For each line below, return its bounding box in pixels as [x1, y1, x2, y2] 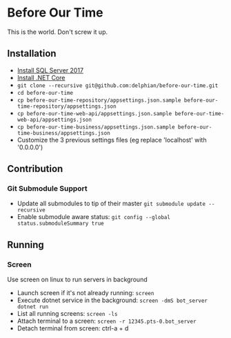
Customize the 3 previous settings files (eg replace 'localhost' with [17, 135, 207, 144]
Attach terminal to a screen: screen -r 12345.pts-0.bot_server [17, 317, 197, 326]
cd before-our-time [17, 89, 74, 96]
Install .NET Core [17, 73, 66, 82]
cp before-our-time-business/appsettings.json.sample [17, 123, 175, 131]
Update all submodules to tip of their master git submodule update [17, 199, 205, 208]
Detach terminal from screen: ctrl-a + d [17, 324, 129, 332]
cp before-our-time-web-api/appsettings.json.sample [17, 110, 172, 117]
